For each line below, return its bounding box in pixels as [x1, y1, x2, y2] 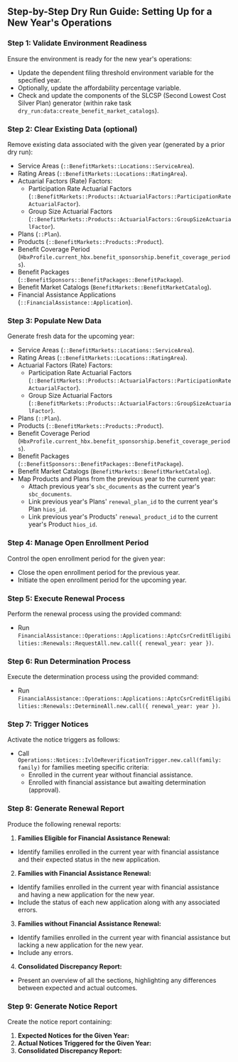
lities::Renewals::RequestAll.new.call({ [17, 640, 142, 647]
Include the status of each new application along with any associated [17, 898, 220, 907]
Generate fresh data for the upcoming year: [7, 332, 135, 341]
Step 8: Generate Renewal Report [7, 804, 125, 814]
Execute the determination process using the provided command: [7, 673, 199, 681]
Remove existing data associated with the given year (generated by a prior [7, 140, 225, 148]
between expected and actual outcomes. [17, 984, 138, 992]
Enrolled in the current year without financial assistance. [28, 770, 193, 780]
